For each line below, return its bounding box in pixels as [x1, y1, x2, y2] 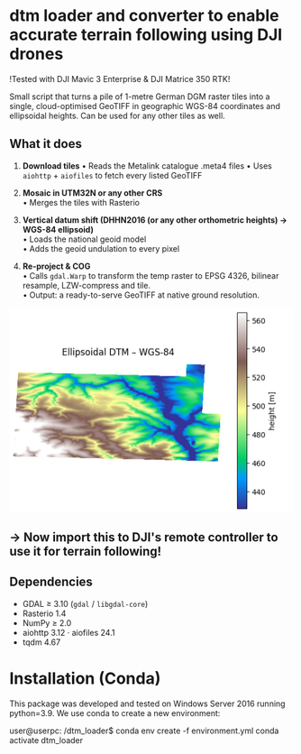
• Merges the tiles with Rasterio [22, 197, 140, 207]
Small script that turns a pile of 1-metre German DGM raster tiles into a [9, 91, 270, 102]
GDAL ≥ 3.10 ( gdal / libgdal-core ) [22, 598, 149, 609]
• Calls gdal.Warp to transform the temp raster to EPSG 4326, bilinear [22, 270, 279, 280]
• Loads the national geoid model [22, 234, 147, 244]
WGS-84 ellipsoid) [22, 224, 95, 234]
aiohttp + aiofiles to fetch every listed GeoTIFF [22, 170, 203, 180]
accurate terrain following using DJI [9, 24, 283, 45]
